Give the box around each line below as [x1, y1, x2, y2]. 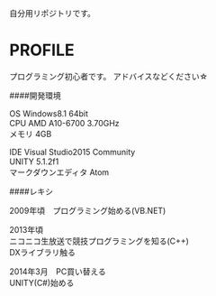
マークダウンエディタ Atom [9, 166, 110, 178]
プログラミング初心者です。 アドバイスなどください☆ [9, 70, 209, 81]
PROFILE [9, 40, 75, 60]
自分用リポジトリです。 [9, 8, 96, 18]
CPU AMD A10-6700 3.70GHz [9, 117, 120, 128]
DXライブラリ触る [9, 246, 76, 257]
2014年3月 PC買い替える [9, 265, 106, 277]
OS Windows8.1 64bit [9, 107, 88, 119]
